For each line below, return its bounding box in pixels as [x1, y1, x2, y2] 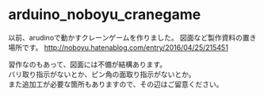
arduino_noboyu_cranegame [8, 6, 201, 24]
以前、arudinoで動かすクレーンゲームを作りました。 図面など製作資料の [8, 33, 243, 42]
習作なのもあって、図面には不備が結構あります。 [8, 60, 167, 69]
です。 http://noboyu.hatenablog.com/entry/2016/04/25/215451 [21, 42, 228, 52]
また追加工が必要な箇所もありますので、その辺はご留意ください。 [8, 79, 224, 89]
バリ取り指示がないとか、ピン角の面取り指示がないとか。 [8, 69, 196, 79]
